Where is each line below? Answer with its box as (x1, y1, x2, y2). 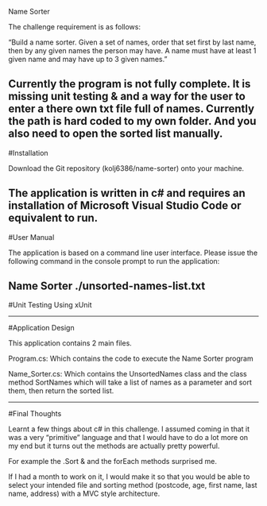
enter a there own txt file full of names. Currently (8, 102, 255, 116)
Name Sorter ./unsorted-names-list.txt (8, 280, 206, 293)
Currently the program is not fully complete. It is (8, 77, 251, 91)
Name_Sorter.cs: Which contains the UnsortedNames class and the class (8, 369, 248, 379)
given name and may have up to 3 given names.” (8, 55, 168, 64)
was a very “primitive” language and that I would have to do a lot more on (8, 433, 249, 442)
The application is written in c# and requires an (8, 187, 246, 200)
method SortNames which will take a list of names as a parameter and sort (8, 377, 252, 388)
